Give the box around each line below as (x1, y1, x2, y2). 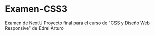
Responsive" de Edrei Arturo (5, 25, 64, 31)
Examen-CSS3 (5, 3, 68, 15)
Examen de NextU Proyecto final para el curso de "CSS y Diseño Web (5, 20, 150, 26)
